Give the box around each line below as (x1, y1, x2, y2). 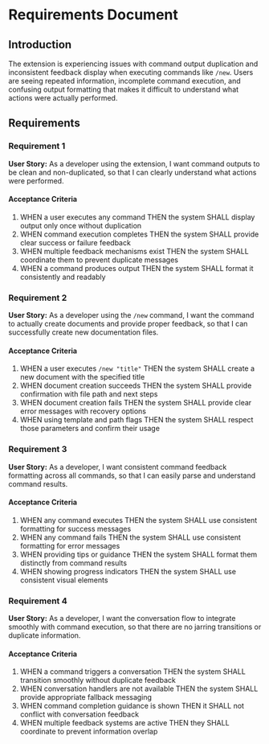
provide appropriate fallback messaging (19, 693, 153, 702)
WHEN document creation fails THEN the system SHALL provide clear (19, 398, 252, 408)
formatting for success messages (19, 524, 132, 533)
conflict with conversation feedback (19, 709, 139, 719)
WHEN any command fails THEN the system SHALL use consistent (19, 532, 241, 542)
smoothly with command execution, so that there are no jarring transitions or (8, 622, 262, 632)
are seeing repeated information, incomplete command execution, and (8, 76, 241, 85)
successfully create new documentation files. (8, 327, 159, 337)
